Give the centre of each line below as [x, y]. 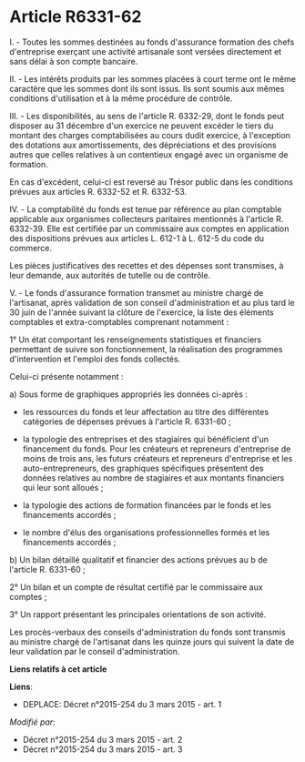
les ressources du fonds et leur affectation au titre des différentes [146, 411]
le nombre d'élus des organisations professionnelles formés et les [146, 532]
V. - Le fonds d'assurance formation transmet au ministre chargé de [137, 292]
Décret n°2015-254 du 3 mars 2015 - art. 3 [102, 749]
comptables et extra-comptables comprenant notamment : [119, 321]
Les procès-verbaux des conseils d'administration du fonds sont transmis [147, 632]
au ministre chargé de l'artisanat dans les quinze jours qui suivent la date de [152, 641]
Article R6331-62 [76, 17]
